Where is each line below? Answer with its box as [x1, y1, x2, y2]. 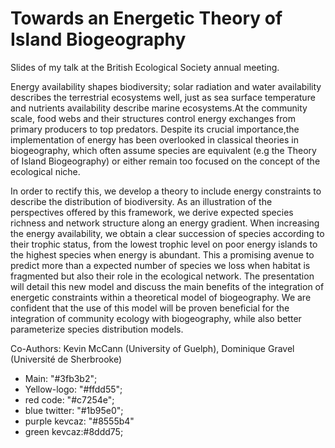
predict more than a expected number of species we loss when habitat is [10, 259, 311, 271]
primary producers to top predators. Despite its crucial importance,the [10, 123, 300, 135]
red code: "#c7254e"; [24, 393, 115, 406]
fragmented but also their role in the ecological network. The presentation [10, 270, 315, 282]
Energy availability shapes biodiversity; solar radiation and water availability [10, 80, 322, 92]
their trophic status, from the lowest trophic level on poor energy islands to [10, 238, 318, 250]
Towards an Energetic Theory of [10, 7, 283, 30]
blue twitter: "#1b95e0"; [24, 404, 124, 416]
